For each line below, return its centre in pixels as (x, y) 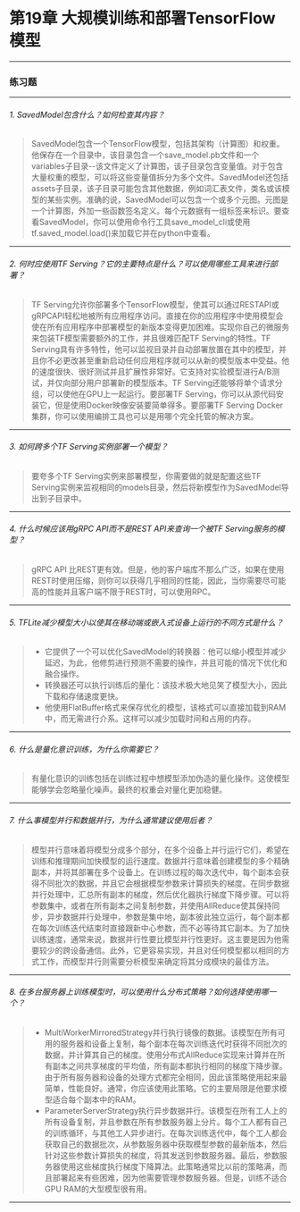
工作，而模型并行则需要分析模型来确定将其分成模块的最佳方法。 (156, 961)
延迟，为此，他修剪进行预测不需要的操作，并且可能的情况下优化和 (166, 663)
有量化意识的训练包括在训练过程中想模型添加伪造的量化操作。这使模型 (160, 779)
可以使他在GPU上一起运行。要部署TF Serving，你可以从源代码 (162, 393)
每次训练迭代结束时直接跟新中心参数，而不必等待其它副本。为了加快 (164, 928)
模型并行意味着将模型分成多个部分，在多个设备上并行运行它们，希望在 (160, 849)
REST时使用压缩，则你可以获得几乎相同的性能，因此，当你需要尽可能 (158, 581)
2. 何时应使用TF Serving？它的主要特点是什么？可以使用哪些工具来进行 (140, 264)
